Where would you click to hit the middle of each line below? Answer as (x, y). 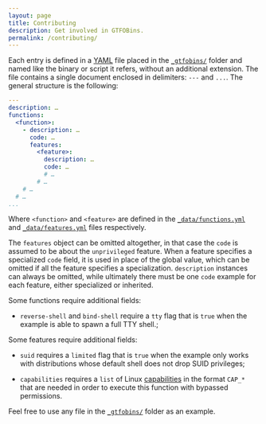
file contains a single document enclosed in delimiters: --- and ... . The (125, 77)
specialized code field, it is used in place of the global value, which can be (129, 260)
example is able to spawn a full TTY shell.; (89, 325)
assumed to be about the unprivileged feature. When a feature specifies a (130, 251)
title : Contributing (43, 23)
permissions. (41, 396)
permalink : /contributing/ (53, 38)
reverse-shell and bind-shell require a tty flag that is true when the (133, 316)
